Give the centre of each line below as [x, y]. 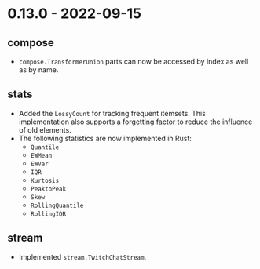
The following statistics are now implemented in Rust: [105, 138]
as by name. [38, 70]
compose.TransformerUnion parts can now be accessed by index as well [134, 61]
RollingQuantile [57, 205]
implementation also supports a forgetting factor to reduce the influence [135, 122]
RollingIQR [48, 214]
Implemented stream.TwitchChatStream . [82, 256]
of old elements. [45, 129]
